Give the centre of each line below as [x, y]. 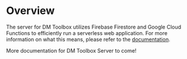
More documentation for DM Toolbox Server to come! [71, 50]
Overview [30, 11]
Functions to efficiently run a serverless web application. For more [87, 33]
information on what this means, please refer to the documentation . [88, 39]
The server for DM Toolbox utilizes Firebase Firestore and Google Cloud [94, 27]
